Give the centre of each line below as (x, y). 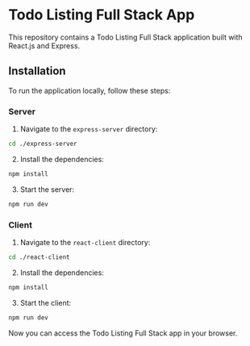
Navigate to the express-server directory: (89, 129)
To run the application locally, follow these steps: (90, 90)
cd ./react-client (39, 257)
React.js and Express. (44, 45)
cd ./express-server (43, 144)
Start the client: (46, 302)
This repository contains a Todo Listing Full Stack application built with (126, 37)
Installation (37, 71)
